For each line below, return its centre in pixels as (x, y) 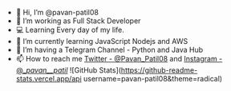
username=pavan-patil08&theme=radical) (153, 79)
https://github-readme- (159, 70)
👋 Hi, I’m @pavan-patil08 (57, 12)
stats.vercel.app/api (49, 79)
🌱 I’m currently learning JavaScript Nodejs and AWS (102, 41)
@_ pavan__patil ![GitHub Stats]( (69, 70)
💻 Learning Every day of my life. (70, 30)
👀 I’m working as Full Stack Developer (78, 21)
